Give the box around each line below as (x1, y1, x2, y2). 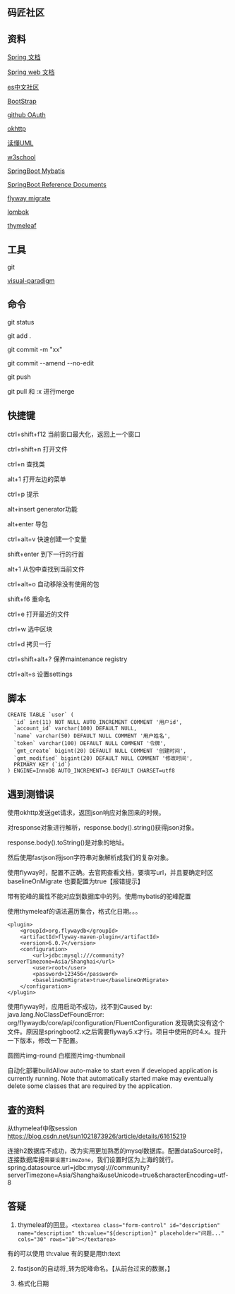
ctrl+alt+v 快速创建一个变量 (7, 535, 87, 543)
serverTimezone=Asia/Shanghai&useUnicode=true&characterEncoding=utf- (7, 1171, 229, 1180)
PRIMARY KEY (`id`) (13, 761, 71, 768)
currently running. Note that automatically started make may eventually (7, 1075, 214, 1083)
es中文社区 (7, 83, 40, 92)
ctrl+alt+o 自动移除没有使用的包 (7, 579, 100, 588)
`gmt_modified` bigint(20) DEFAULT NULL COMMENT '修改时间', (13, 755, 193, 762)
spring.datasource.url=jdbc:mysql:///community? (7, 1163, 150, 1172)
